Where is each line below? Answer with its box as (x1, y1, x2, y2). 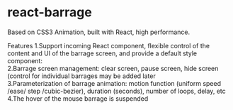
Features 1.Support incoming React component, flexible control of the (7, 41, 210, 50)
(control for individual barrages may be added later (7, 72, 156, 80)
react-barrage (7, 4, 92, 21)
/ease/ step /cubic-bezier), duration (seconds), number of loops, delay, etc (7, 87, 227, 95)
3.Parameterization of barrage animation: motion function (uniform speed (7, 79, 222, 87)
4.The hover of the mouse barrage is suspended (7, 94, 149, 103)
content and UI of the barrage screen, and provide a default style (7, 49, 197, 57)
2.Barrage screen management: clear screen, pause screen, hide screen (7, 64, 219, 72)
